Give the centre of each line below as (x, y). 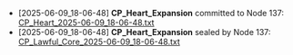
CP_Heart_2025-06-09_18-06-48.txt (86, 23)
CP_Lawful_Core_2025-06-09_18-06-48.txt (99, 41)
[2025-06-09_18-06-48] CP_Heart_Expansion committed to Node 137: (151, 13)
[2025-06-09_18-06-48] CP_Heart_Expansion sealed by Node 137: (144, 32)
